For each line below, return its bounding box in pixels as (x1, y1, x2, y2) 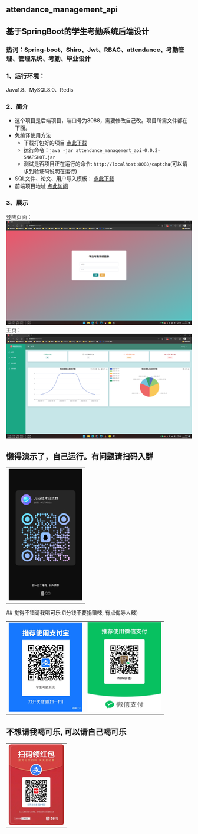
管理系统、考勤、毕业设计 (18, 54, 91, 63)
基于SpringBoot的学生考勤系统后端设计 (6, 26, 150, 36)
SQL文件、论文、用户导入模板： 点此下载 (14, 175, 115, 182)
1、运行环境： (6, 72, 45, 80)
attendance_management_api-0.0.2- (75, 148, 161, 154)
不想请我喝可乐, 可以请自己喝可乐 (6, 727, 127, 737)
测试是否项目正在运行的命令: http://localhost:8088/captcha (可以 (23, 160, 183, 167)
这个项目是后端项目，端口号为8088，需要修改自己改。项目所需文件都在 (14, 117, 188, 124)
